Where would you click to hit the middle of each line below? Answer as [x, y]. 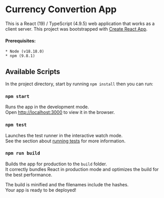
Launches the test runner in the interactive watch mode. [64, 135]
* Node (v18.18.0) [25, 52]
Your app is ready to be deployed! [41, 190]
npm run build [23, 153]
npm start [17, 96]
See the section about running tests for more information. [65, 141]
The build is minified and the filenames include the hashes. [67, 184]
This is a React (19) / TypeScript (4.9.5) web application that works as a [80, 23]
